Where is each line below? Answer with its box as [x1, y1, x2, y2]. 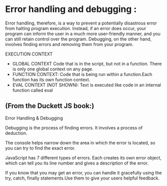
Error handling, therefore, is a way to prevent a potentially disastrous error [5, 20, 157, 26]
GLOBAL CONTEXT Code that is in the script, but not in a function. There [12, 60, 162, 66]
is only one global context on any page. [12, 66, 94, 72]
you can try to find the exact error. [5, 145, 76, 151]
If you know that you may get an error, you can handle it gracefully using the [5, 169, 162, 175]
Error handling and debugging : [5, 3, 137, 15]
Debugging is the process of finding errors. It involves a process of [5, 124, 143, 130]
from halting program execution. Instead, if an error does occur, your [5, 25, 146, 31]
